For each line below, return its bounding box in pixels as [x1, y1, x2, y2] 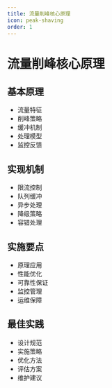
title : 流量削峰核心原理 [7, 10, 71, 18]
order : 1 [7, 23, 33, 30]
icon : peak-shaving [7, 17, 64, 24]
